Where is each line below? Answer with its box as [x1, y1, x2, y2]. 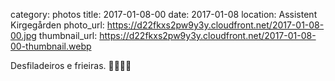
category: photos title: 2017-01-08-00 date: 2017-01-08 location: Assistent [10, 9, 318, 20]
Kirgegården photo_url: [10, 19, 105, 31]
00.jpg [10, 30, 37, 41]
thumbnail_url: [38, 30, 98, 41]
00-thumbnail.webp [10, 40, 92, 52]
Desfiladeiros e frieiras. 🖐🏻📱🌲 [10, 60, 132, 71]
